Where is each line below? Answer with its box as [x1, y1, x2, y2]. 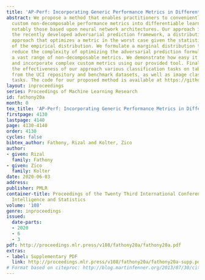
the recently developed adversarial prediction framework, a [12, 32, 171, 38]
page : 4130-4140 [6, 123, 48, 129]
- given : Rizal [6, 151, 45, 157]
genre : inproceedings [6, 208, 62, 214]
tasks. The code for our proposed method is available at [12, 77, 163, 83]
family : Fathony [12, 157, 53, 163]
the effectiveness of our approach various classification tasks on [12, 65, 190, 72]
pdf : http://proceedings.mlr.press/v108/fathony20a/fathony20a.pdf [6, 242, 182, 248]
